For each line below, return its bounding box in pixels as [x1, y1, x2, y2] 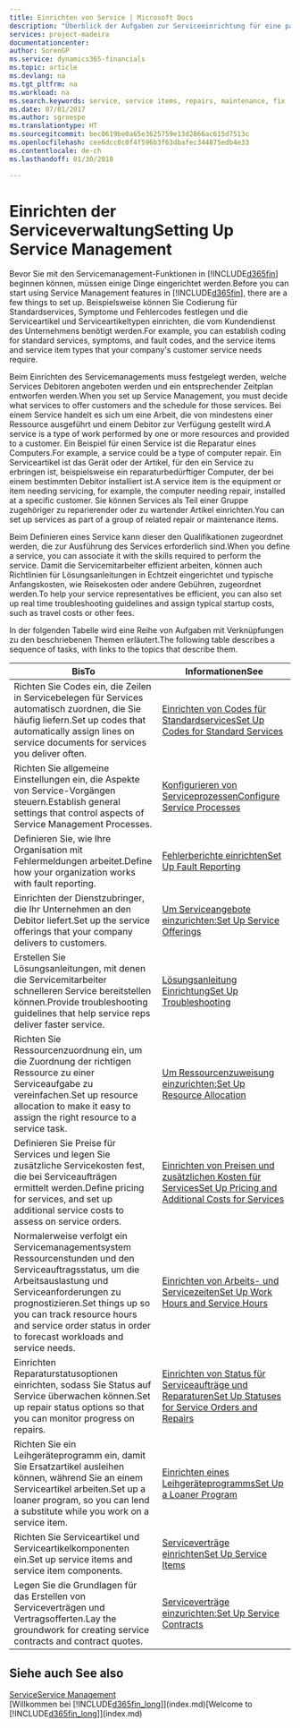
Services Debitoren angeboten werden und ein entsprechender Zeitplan [9, 381, 274, 392]
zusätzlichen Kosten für [162, 1170, 262, 1183]
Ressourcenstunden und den [13, 1253, 136, 1265]
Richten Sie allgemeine [13, 762, 110, 774]
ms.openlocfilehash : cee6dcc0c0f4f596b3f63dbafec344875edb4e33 [9, 138, 250, 147]
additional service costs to [13, 1204, 125, 1217]
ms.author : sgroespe [9, 113, 87, 122]
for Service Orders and [162, 1401, 258, 1414]
